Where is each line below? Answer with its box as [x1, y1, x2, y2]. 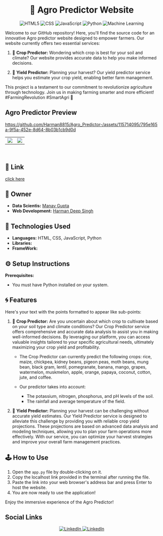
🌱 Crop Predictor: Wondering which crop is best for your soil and [12, 50, 143, 55]
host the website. [12, 484, 47, 490]
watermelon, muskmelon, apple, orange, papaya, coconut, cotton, [19, 369, 152, 375]
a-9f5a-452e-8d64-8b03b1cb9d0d [5, 127, 76, 132]
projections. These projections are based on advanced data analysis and [12, 423, 158, 429]
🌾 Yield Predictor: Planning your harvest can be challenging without [12, 407, 149, 413]
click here [5, 176, 25, 182]
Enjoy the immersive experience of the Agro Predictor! [5, 499, 114, 505]
